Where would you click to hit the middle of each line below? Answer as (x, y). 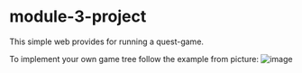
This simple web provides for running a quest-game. (107, 41)
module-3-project (78, 17)
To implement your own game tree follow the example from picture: (134, 59)
